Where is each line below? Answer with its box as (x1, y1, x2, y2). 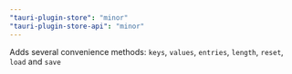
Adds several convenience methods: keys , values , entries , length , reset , (9, 46, 285, 57)
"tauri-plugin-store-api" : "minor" (9, 22, 145, 31)
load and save (9, 56, 61, 67)
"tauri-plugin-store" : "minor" (9, 13, 129, 23)
